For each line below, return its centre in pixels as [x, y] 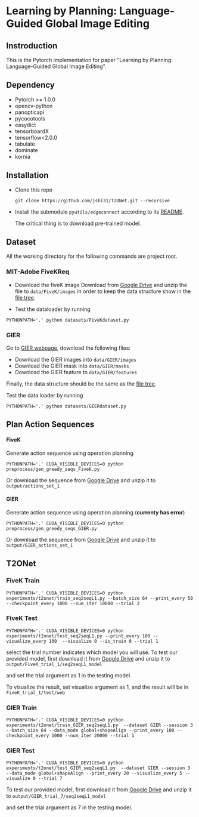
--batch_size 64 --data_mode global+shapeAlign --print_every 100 [90, 730]
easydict [25, 125]
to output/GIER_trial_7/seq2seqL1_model [56, 796]
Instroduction [32, 46]
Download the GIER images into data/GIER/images [76, 360]
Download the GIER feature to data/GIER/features [76, 372]
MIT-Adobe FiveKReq [38, 272]
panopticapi [29, 112]
